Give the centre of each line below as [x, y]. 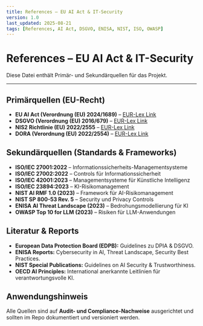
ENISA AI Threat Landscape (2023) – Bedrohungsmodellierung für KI [101, 205]
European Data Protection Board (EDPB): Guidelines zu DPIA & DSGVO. [105, 246]
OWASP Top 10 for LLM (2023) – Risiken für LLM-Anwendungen [95, 212]
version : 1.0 [23, 18]
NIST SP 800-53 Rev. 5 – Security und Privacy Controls [84, 199]
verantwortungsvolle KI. [45, 278]
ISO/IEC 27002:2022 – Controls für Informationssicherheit [88, 173]
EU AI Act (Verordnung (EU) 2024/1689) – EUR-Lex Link [85, 114]
